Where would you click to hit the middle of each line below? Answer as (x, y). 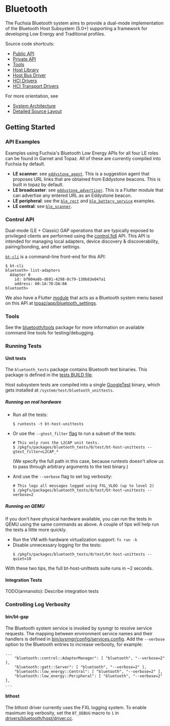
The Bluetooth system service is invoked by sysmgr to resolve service (79, 628)
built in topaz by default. (38, 185)
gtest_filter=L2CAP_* (35, 452)
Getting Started (30, 127)
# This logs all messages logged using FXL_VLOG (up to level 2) (83, 486)
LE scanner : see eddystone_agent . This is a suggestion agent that (81, 173)
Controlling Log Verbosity (38, 605)
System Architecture (34, 106)
